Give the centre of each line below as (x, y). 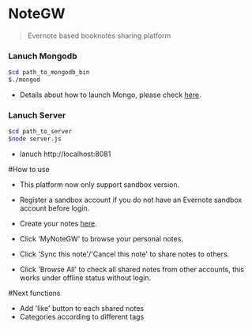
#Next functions (34, 293)
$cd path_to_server (40, 132)
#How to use (29, 170)
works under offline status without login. (85, 278)
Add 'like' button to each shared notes (82, 308)
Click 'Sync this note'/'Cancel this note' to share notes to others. (124, 254)
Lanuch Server (37, 115)
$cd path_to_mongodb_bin (49, 73)
